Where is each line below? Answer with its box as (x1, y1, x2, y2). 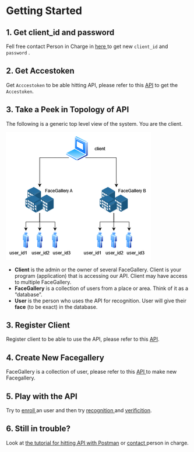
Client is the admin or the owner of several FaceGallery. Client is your (14, 266, 182, 273)
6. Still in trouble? (6, 424, 71, 434)
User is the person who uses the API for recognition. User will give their (14, 297, 186, 304)
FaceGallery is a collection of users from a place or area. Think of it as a (14, 285, 188, 292)
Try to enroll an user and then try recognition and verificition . (6, 407, 153, 414)
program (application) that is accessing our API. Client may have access (14, 272, 188, 279)
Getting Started (6, 4, 83, 18)
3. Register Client (6, 320, 70, 330)
